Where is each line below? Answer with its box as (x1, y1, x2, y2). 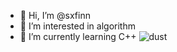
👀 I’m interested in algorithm (19, 20, 136, 32)
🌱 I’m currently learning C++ (19, 31, 137, 42)
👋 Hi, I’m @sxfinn (19, 10, 91, 21)
